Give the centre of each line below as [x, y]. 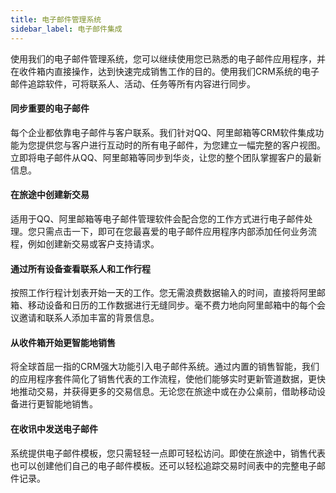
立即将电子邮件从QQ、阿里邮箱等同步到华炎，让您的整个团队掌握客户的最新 [166, 157]
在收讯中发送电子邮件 [54, 428]
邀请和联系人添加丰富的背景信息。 [89, 318]
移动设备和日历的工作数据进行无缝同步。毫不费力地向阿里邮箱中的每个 [172, 305]
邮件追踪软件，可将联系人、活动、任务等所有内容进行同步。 [133, 83]
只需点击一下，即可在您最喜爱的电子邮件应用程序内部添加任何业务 [172, 231]
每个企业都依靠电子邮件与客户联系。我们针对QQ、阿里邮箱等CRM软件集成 [163, 132]
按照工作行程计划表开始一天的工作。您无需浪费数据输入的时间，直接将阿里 [163, 293]
